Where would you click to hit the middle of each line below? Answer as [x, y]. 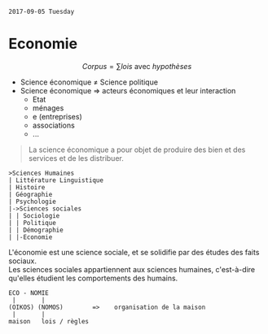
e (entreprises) [57, 116]
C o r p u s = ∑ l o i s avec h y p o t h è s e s [137, 66]
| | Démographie [36, 230]
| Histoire [27, 187]
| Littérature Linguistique [56, 180]
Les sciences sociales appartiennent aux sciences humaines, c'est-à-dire [132, 269]
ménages [48, 108]
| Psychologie [33, 202]
